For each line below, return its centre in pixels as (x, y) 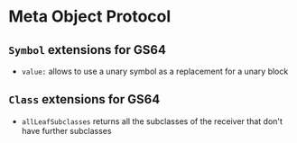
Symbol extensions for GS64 (87, 50)
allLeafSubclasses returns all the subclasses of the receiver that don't (152, 121)
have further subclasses (66, 130)
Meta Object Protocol (90, 17)
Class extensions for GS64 (84, 99)
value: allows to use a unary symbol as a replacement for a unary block (155, 71)
